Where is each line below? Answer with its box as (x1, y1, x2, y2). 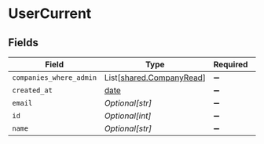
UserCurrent (8, 5, 92, 23)
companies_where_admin (12, 74, 97, 82)
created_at (12, 86, 53, 95)
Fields (8, 36, 39, 49)
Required (213, 59, 248, 70)
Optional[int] (104, 110, 152, 121)
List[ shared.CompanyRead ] (104, 72, 206, 83)
